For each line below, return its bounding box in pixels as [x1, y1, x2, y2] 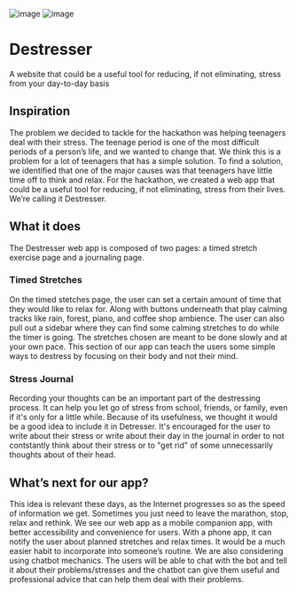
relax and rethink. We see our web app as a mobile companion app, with [9, 517, 273, 527]
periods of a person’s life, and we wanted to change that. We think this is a [9, 146, 281, 157]
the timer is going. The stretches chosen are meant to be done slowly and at [9, 332, 288, 342]
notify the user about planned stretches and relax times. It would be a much [9, 536, 285, 547]
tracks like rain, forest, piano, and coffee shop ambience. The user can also [9, 313, 285, 324]
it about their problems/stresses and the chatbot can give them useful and [9, 564, 280, 575]
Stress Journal [9, 372, 74, 385]
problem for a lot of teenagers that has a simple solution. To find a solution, [9, 155, 284, 166]
